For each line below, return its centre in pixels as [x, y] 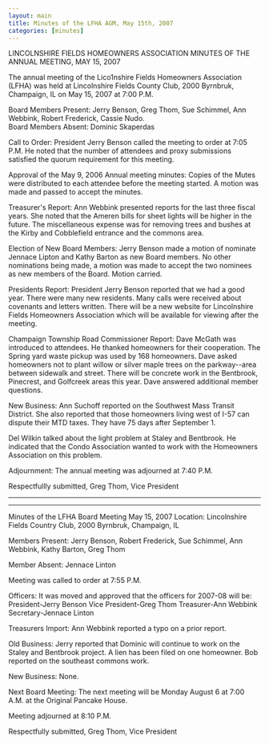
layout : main [30, 16]
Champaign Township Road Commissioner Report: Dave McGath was [122, 339]
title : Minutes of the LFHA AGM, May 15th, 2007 [91, 23]
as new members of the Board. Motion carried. [85, 274]
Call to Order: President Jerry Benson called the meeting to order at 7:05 [128, 143]
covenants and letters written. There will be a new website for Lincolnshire [131, 307]
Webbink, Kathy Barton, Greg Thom [67, 549]
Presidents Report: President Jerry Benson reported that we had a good [127, 290]
